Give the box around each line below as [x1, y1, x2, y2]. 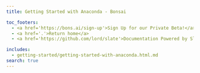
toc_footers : [6, 19, 39, 26]
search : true [6, 58, 39, 64]
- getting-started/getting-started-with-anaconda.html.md [11, 52, 159, 58]
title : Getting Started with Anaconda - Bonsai [6, 8, 127, 15]
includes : [6, 47, 31, 53]
